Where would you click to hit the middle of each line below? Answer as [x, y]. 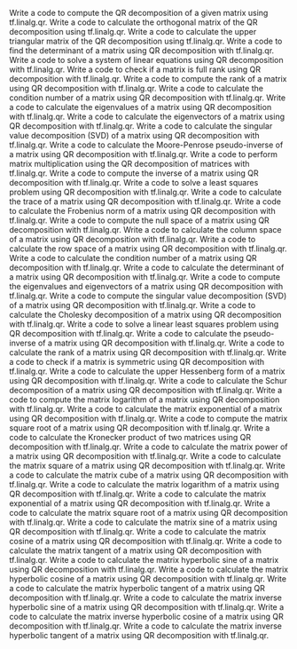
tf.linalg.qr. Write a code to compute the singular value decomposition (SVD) [148, 296]
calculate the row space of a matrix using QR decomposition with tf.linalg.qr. [148, 249]
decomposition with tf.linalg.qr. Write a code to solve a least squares [134, 182]
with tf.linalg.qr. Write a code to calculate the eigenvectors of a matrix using [147, 116]
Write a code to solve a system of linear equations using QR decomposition [146, 60]
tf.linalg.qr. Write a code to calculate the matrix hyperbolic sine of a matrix [144, 560]
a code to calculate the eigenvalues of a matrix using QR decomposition [141, 107]
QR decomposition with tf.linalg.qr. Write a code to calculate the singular [141, 126]
